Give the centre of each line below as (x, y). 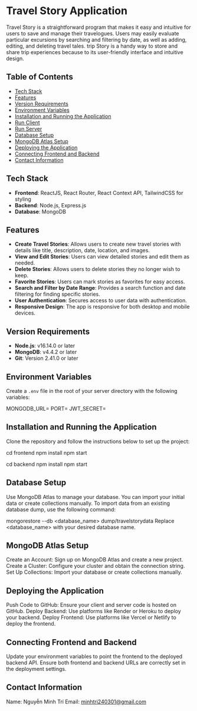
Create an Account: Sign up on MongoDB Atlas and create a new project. (95, 560)
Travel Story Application (67, 11)
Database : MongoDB (40, 211)
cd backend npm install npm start (47, 464)
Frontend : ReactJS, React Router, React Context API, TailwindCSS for (99, 193)
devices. (25, 313)
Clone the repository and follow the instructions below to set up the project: (98, 441)
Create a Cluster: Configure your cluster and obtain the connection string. (96, 566)
